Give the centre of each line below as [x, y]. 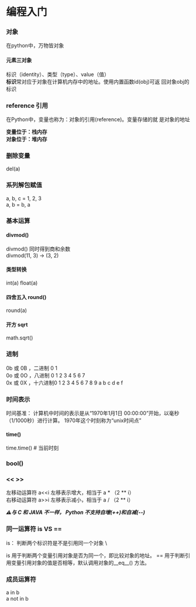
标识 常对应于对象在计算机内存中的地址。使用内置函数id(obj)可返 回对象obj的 [98, 81]
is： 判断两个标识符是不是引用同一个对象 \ [56, 543]
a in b [13, 592]
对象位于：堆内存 [27, 139]
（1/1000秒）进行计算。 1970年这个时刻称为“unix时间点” [74, 420]
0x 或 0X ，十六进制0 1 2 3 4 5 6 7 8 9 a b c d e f [65, 383]
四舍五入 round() [26, 297]
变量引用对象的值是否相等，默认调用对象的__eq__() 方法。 [80, 563]
